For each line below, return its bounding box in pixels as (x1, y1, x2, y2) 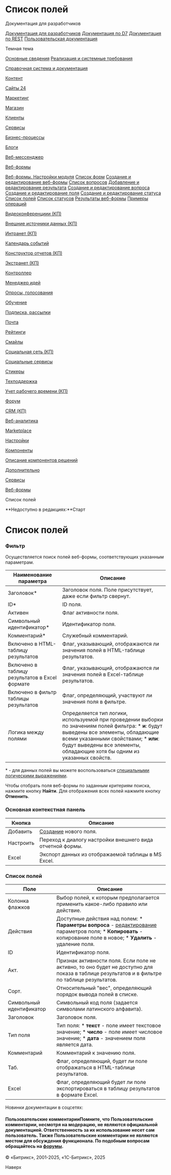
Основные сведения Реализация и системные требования (5, 55, 133, 62)
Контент (5, 75, 23, 81)
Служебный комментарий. (62, 632, 128, 639)
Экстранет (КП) (5, 260, 39, 266)
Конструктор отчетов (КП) (5, 250, 63, 256)
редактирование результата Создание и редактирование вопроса (5, 184, 150, 190)
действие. (56, 907, 81, 914)
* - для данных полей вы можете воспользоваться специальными (5, 767, 150, 773)
